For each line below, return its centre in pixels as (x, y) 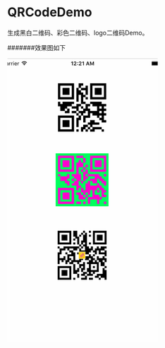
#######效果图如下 (37, 47)
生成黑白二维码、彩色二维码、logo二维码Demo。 (78, 32)
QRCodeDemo (50, 12)
